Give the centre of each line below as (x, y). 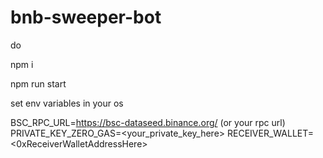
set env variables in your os (67, 103)
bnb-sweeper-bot (86, 17)
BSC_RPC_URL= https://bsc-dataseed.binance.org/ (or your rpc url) (148, 122)
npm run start (38, 83)
